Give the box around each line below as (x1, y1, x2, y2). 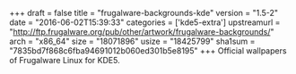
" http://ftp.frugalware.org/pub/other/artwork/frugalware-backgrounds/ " (9, 27, 274, 37)
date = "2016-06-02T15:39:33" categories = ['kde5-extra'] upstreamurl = (9, 17, 281, 28)
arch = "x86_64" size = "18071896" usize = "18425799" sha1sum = (9, 36, 256, 46)
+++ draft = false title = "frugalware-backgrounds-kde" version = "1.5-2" (9, 8, 279, 18)
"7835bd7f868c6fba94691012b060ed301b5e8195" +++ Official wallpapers (9, 45, 287, 56)
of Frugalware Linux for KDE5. (9, 55, 120, 65)
